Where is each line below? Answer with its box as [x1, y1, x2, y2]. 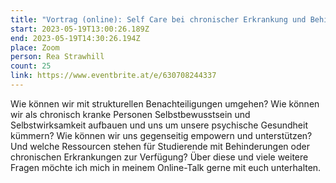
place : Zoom [10, 42, 60, 53]
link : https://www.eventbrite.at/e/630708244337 [10, 71, 217, 81]
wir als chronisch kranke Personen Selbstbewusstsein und [10, 108, 251, 120]
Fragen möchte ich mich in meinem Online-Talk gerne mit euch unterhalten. [10, 161, 322, 173]
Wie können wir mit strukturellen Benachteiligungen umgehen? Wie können [10, 97, 320, 110]
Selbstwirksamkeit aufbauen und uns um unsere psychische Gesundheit [10, 119, 308, 131]
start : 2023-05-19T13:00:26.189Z [10, 24, 150, 34]
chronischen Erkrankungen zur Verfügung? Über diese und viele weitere [10, 151, 309, 163]
